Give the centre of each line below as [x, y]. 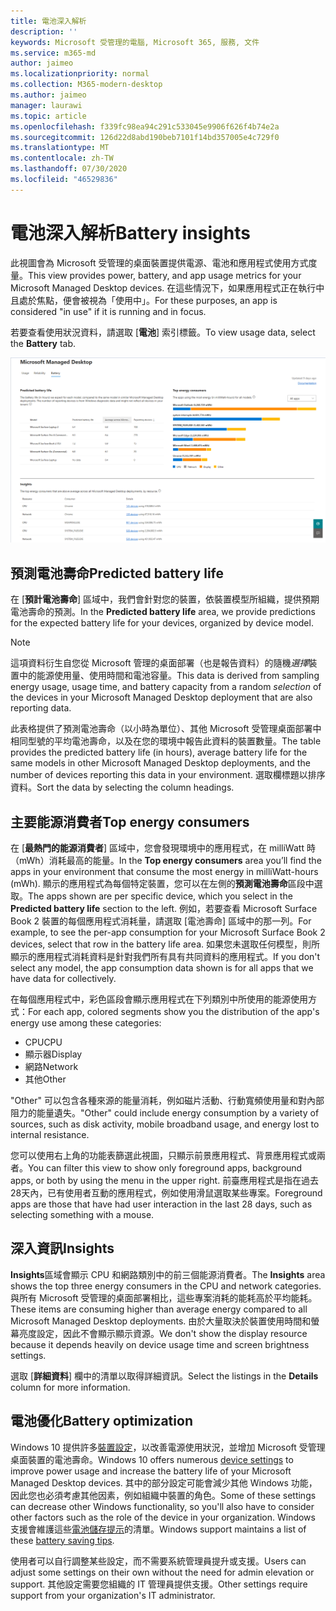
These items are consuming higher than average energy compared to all [159, 1309]
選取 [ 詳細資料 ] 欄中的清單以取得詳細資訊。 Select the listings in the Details [164, 1376]
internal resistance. [50, 1135]
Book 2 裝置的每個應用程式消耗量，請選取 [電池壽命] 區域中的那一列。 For [161, 921]
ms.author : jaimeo [48, 95]
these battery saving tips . [62, 1540]
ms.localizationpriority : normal [80, 74]
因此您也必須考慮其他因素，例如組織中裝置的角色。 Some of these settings [163, 1495]
